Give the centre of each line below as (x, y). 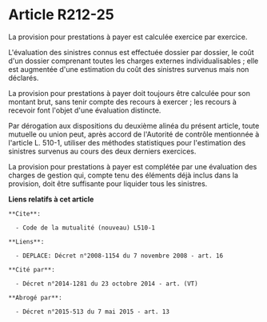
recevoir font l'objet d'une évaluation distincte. (85, 110)
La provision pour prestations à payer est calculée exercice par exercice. (128, 37)
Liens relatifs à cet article (51, 199)
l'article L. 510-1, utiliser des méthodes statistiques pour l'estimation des (127, 142)
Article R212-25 (61, 15)
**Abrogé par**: (35, 297)
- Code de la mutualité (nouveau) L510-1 (86, 228)
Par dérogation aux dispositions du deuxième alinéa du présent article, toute (134, 125)
